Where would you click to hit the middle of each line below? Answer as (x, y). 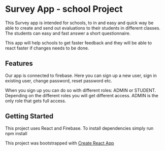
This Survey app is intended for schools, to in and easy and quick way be (79, 23)
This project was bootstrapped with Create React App (60, 143)
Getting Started (29, 116)
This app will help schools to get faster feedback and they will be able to (79, 42)
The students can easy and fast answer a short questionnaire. (68, 33)
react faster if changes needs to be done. (47, 48)
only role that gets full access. (36, 101)
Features (19, 63)
